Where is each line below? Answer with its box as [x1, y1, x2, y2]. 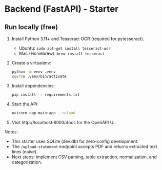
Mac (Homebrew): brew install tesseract [19, 50, 105, 56]
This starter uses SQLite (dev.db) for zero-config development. [11, 138, 139, 144]
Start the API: [11, 101, 39, 107]
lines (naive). [11, 149, 38, 154]
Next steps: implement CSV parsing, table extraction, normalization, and [11, 154, 157, 160]
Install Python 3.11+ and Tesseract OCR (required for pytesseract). [11, 36, 144, 42]
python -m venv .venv [11, 69, 56, 74]
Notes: [4, 128, 18, 135]
